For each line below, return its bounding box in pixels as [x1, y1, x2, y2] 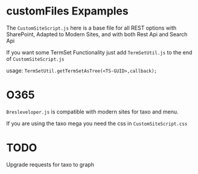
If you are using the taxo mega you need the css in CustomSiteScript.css [6, 120, 188, 127]
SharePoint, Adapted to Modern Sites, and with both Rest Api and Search [6, 30, 188, 37]
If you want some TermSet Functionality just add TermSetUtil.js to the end [6, 48, 193, 56]
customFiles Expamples [6, 4, 129, 18]
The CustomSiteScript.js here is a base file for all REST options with [6, 24, 177, 31]
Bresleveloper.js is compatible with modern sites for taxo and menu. [6, 108, 179, 115]
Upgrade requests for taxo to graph [6, 161, 95, 168]
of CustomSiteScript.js [6, 55, 65, 62]
